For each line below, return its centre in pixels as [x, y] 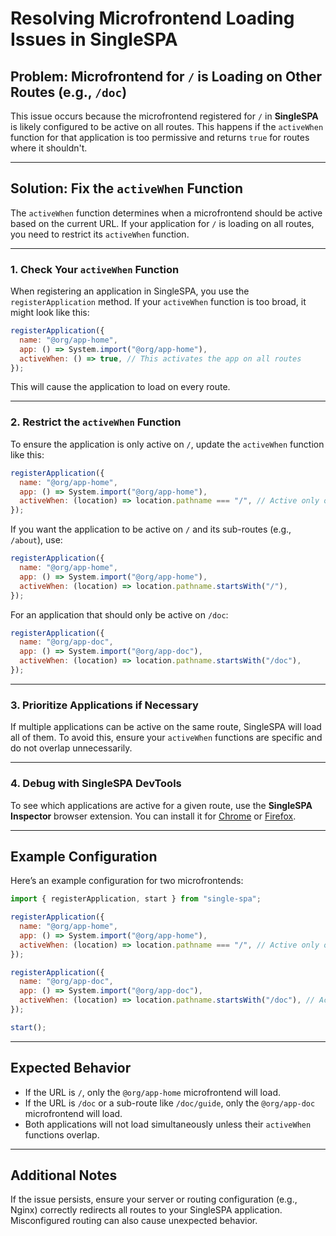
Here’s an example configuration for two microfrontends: [127, 881]
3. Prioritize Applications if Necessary [104, 705]
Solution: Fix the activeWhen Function [127, 188]
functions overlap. [62, 1134]
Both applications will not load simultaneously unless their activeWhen [168, 1124]
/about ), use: [36, 540]
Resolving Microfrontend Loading [152, 18]
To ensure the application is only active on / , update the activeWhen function [167, 444]
